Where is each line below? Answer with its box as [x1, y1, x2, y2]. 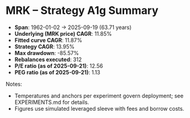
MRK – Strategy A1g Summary [5, 4, 159, 18]
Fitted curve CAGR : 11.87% [14, 36, 82, 44]
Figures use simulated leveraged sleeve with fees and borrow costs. [14, 105, 185, 112]
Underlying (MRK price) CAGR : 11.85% [14, 30, 113, 37]
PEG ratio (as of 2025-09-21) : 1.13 [14, 68, 100, 76]
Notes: [5, 80, 22, 88]
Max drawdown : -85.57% [14, 49, 79, 56]
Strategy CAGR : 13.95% [14, 43, 75, 50]
